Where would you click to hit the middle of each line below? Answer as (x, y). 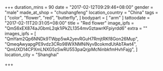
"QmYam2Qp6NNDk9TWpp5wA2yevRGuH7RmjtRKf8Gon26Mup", (72, 39)
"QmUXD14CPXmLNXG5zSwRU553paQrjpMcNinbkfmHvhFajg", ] (71, 49)
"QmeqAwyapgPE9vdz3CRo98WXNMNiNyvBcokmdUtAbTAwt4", (71, 44)
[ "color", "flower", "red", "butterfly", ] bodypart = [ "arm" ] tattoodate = (77, 18)
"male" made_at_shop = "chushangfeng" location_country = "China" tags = (81, 12)
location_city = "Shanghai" (32, 55)
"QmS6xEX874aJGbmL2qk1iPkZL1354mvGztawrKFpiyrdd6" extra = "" (76, 28)
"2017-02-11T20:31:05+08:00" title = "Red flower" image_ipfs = (69, 23)
